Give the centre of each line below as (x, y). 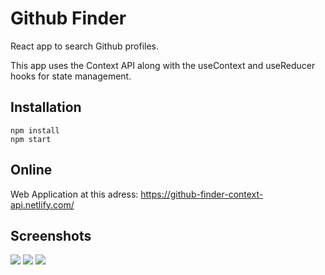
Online (31, 170)
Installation (46, 107)
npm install (35, 130)
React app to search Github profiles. (85, 46)
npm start (31, 139)
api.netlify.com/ (42, 204)
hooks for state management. (71, 76)
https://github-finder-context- (202, 194)
